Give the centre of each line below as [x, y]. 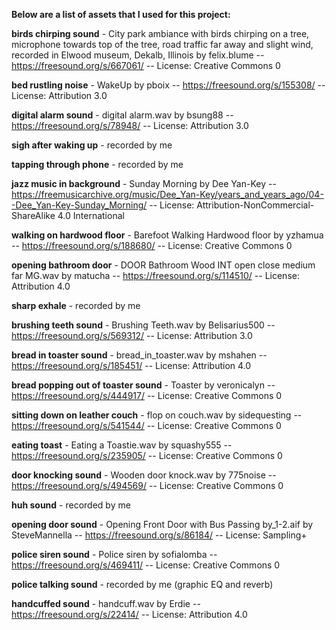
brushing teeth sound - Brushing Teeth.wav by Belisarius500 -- [143, 325]
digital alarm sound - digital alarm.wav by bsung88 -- [122, 115]
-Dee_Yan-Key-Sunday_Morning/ [79, 205]
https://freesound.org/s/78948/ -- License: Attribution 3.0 [130, 125]
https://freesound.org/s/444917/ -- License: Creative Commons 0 [147, 395]
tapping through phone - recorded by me [97, 164]
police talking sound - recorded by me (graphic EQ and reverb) [142, 584]
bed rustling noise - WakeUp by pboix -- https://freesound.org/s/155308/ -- [168, 85]
